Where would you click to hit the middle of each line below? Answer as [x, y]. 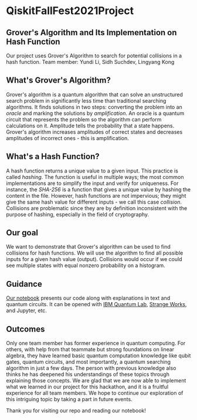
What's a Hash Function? [53, 157]
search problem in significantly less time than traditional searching [86, 100]
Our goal [22, 233]
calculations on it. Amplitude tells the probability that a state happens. [90, 126]
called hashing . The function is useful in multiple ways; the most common [95, 177]
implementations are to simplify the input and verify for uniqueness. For [92, 183]
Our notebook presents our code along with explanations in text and [88, 298]
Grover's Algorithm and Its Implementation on [91, 33]
